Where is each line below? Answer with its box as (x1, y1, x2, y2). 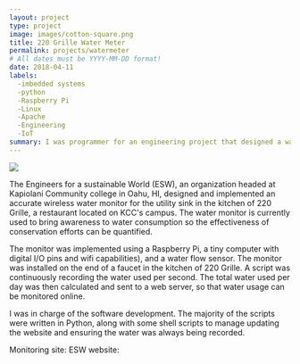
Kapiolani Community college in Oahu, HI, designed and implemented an (9, 188, 276, 199)
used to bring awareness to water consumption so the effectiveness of (9, 216, 270, 227)
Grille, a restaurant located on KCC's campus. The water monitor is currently (9, 207, 290, 218)
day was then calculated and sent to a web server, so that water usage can (9, 281, 286, 292)
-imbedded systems (17, 79, 87, 88)
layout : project (9, 12, 70, 22)
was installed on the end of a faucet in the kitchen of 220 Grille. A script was (9, 262, 291, 273)
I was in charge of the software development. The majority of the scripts (9, 308, 275, 318)
